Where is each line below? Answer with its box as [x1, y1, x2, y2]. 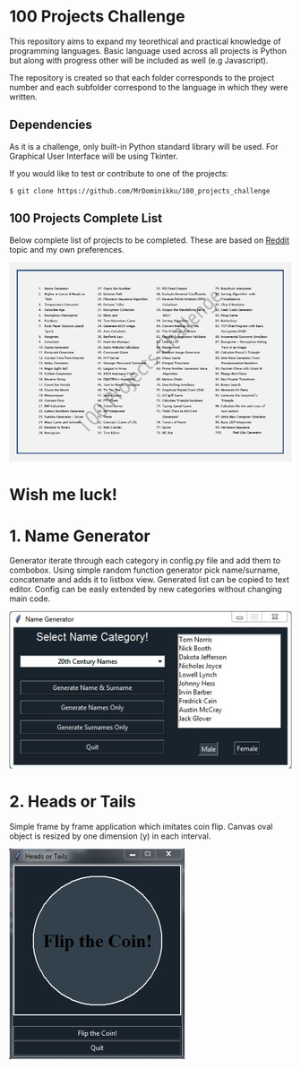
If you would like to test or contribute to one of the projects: [9, 168, 228, 178]
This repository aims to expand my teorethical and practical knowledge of [9, 36, 281, 47]
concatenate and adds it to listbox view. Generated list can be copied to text [9, 574, 289, 585]
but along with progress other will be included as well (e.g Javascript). [9, 55, 269, 65]
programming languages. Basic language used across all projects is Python [9, 45, 287, 56]
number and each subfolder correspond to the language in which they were [9, 82, 288, 92]
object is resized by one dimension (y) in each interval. [9, 831, 211, 841]
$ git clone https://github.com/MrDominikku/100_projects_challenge [9, 186, 271, 195]
